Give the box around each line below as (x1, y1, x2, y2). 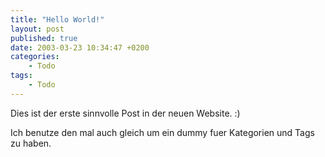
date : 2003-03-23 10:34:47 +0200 (10, 42, 150, 53)
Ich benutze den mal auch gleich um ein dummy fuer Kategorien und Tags (10, 126, 315, 138)
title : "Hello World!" (10, 14, 105, 25)
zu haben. (10, 137, 52, 149)
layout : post (10, 24, 65, 34)
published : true (10, 33, 78, 43)
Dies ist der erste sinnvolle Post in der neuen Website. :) (10, 107, 241, 119)
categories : (10, 52, 60, 62)
